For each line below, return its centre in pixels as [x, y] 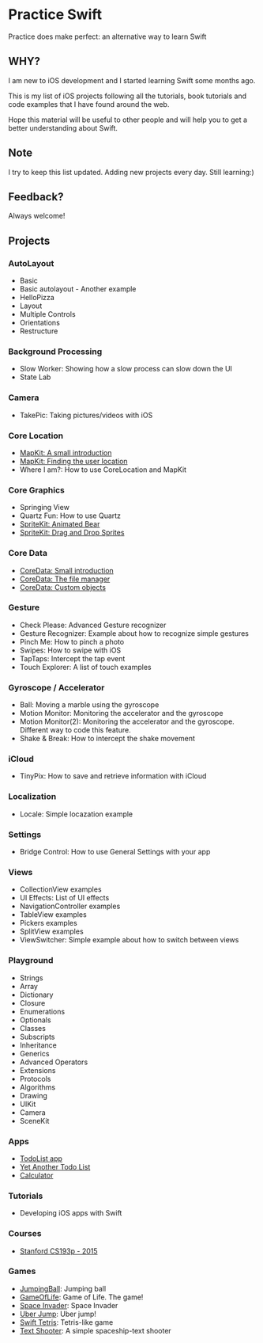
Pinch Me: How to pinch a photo [72, 641]
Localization [32, 797]
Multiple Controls [48, 314]
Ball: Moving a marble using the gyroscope [89, 705]
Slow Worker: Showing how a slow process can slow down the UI [126, 369]
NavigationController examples [70, 906]
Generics [34, 1053]
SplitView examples [52, 931]
